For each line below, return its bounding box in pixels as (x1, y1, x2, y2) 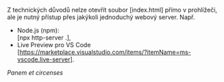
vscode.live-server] (16, 55, 73, 64)
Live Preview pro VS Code (16, 41, 91, 49)
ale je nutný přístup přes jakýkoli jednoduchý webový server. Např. (7, 13, 195, 21)
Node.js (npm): (16, 27, 60, 34)
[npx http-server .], (16, 33, 71, 42)
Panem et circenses (7, 68, 64, 77)
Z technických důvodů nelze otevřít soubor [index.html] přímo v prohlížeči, (7, 6, 218, 14)
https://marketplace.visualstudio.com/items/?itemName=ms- (19, 48, 191, 56)
